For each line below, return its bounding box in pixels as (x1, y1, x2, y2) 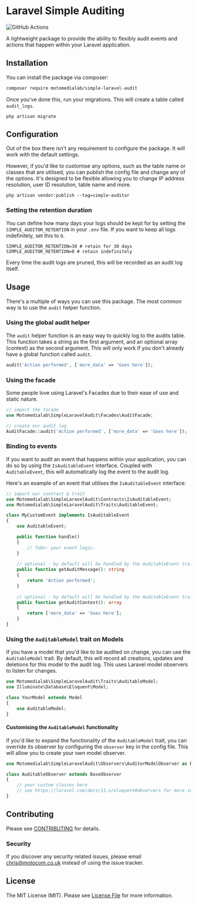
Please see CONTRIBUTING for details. (6, 825, 101, 832)
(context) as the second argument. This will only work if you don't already (6, 344, 185, 351)
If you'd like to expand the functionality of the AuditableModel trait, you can (6, 737, 187, 744)
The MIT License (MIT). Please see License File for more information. (6, 892, 173, 899)
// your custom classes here (16, 782, 88, 788)
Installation (6, 58, 48, 68)
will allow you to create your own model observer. (6, 749, 126, 756)
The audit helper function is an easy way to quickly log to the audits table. (6, 332, 186, 339)
